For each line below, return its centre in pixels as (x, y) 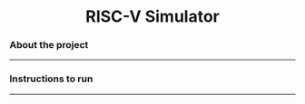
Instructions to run (51, 79)
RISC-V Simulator (152, 17)
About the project (49, 45)
